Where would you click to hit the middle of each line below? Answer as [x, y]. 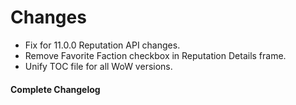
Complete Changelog [55, 89]
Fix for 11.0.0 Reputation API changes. [102, 45]
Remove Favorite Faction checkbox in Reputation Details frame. [155, 55]
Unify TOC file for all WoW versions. [98, 66]
